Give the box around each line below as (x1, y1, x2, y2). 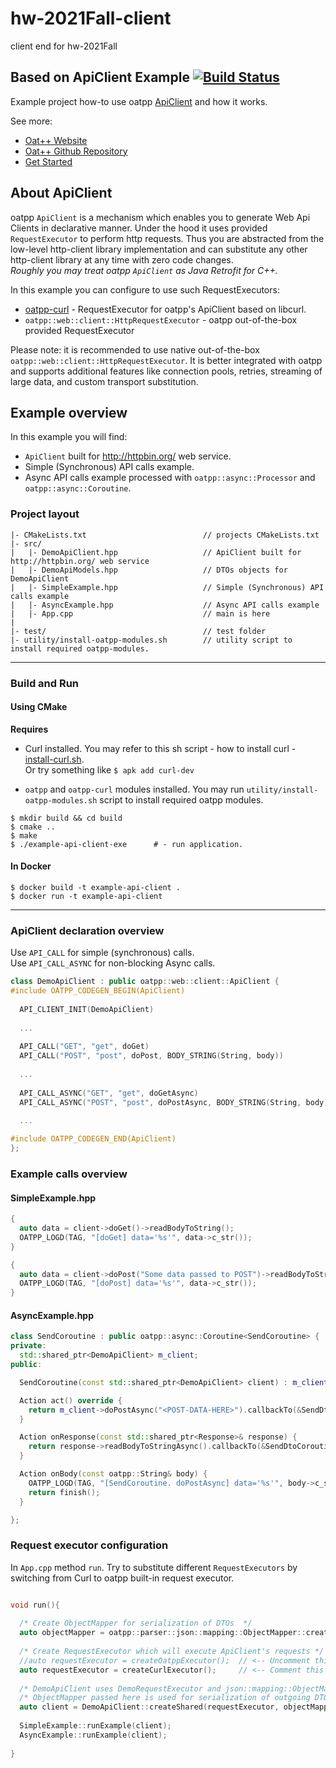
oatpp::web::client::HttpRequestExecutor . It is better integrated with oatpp (10, 354, 323, 366)
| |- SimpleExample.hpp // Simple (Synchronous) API (10, 582, 325, 592)
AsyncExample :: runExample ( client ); (19, 1730, 168, 1740)
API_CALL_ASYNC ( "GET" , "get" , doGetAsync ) (19, 1088, 199, 1098)
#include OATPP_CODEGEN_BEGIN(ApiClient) (10, 986, 186, 996)
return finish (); (28, 1487, 101, 1497)
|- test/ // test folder (10, 626, 267, 636)
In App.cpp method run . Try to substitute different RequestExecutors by (10, 1561, 298, 1573)
